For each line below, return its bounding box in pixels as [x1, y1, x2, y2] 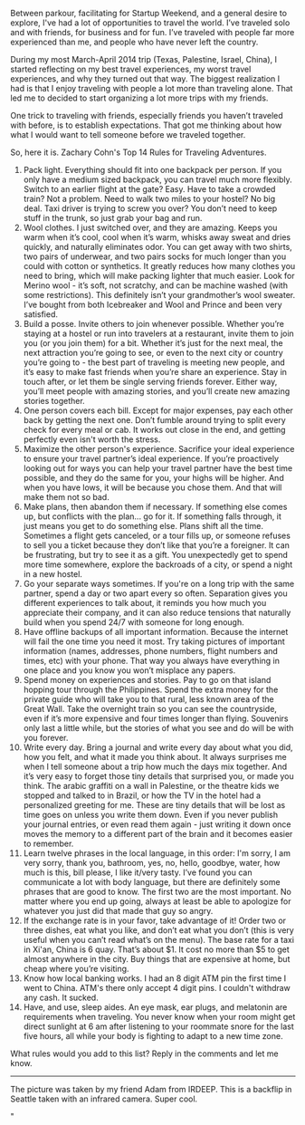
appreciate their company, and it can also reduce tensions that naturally [23, 607, 291, 618]
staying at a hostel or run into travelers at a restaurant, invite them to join [23, 328, 295, 339]
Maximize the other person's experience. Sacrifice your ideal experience [23, 444, 295, 454]
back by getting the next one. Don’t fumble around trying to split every [23, 415, 286, 425]
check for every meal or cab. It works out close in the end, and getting [23, 425, 286, 435]
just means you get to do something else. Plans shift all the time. [23, 521, 263, 531]
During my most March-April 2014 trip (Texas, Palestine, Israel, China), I [10, 54, 278, 64]
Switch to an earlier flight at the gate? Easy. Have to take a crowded [23, 184, 276, 194]
